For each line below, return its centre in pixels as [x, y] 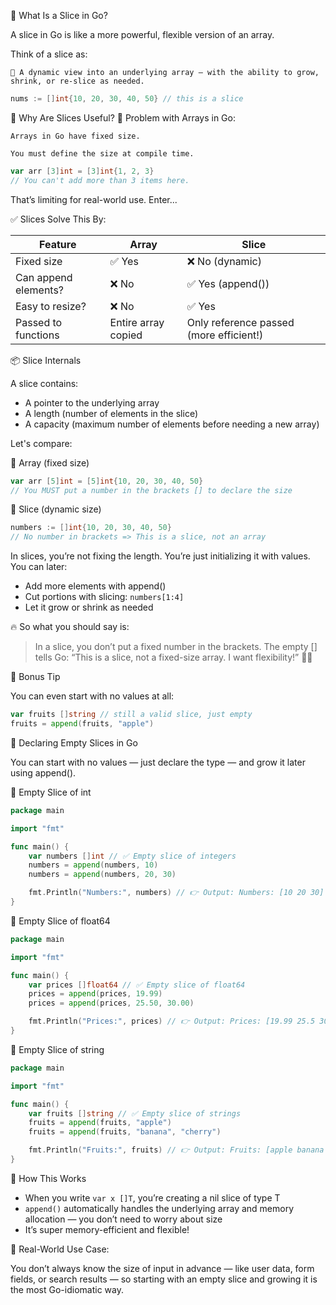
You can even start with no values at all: [92, 696]
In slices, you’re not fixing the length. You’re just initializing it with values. [160, 556]
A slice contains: [44, 383]
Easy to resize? [51, 306]
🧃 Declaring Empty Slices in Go [74, 742]
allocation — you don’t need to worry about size [123, 1219]
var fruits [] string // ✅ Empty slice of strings [135, 1113]
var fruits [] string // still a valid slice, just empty [131, 715]
